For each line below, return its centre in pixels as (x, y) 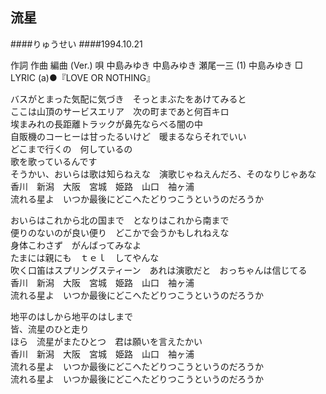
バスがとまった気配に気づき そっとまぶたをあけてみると (128, 99)
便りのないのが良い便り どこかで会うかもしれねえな (120, 232)
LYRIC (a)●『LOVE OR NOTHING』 (83, 77)
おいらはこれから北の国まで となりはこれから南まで (120, 220)
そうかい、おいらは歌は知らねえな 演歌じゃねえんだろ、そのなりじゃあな (163, 174)
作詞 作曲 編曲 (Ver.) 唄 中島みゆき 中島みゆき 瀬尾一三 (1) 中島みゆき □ (156, 65)
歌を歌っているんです (54, 161)
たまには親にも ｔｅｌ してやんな (85, 257)
